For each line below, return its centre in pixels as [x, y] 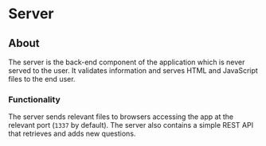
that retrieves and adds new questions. [72, 134]
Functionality [35, 99]
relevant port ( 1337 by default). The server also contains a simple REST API [131, 125]
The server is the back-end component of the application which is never [127, 62]
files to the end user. [42, 79]
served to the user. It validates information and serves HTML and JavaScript [133, 71]
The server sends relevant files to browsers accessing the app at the [121, 117]
